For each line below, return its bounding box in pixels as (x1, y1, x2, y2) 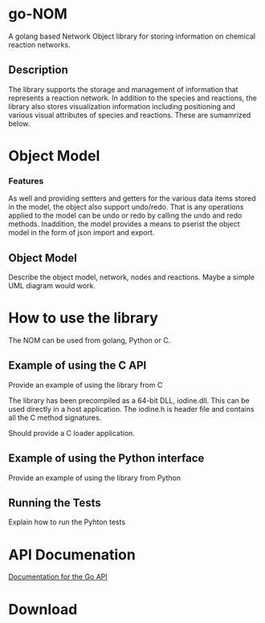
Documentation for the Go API (8, 572, 108, 582)
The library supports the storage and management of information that (8, 84, 238, 94)
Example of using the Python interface (8, 451, 205, 466)
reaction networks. (8, 39, 71, 49)
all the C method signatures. (8, 413, 102, 422)
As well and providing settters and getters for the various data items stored (8, 193, 256, 203)
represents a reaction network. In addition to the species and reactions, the (8, 93, 257, 103)
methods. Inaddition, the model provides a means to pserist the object (8, 219, 240, 229)
